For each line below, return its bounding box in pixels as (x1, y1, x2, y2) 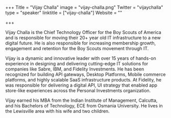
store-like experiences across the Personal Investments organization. (5, 88, 151, 93)
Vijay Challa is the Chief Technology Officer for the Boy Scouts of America (5, 29, 162, 35)
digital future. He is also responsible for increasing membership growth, (5, 40, 156, 46)
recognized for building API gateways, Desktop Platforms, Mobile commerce (5, 71, 166, 77)
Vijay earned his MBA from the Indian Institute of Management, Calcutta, (5, 97, 158, 103)
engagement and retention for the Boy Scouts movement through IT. (5, 46, 149, 51)
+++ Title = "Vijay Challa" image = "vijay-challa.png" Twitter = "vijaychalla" (5, 5, 163, 10)
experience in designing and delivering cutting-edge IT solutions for (5, 61, 149, 66)
